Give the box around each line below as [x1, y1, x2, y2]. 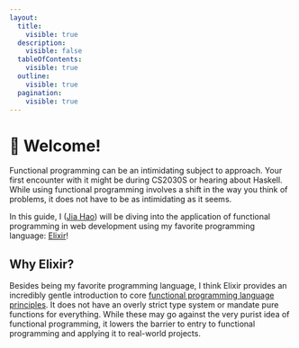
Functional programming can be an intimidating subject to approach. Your [9, 165, 283, 176]
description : [17, 38, 67, 48]
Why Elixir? [9, 256, 75, 272]
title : [17, 22, 42, 31]
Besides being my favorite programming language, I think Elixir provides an [9, 281, 287, 291]
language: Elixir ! [9, 230, 69, 241]
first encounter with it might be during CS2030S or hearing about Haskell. [9, 174, 283, 185]
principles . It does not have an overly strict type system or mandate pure [9, 299, 279, 310]
